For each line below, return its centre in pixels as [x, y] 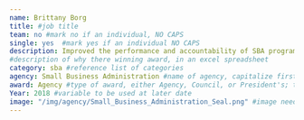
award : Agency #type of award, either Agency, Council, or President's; [149, 85]
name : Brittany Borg [48, 18]
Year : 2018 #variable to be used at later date [101, 93]
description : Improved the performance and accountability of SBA [137, 51]
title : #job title [44, 26]
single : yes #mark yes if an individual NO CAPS [105, 43]
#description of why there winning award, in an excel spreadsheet [139, 60]
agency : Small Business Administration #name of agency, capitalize [141, 77]
